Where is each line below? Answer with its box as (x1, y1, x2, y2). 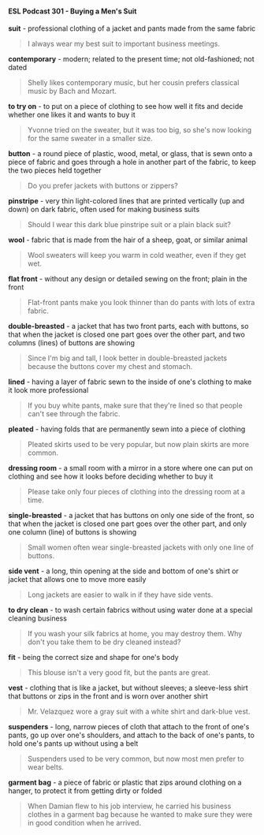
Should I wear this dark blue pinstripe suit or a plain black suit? (27, 220, 231, 229)
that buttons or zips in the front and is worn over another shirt (8, 691, 209, 701)
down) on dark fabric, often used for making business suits (8, 205, 200, 214)
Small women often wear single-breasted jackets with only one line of (27, 542, 254, 552)
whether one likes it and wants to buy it (8, 110, 136, 120)
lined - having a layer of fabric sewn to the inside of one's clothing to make (8, 377, 252, 386)
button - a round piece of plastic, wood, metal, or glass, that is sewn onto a (8, 149, 253, 158)
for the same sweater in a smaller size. (27, 134, 153, 144)
